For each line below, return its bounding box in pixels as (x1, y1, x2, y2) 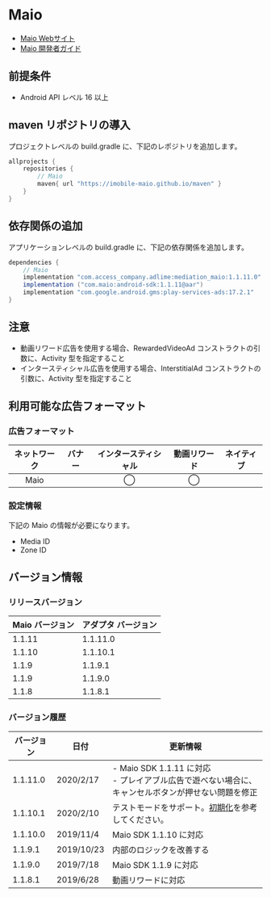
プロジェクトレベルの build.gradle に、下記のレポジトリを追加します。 (8, 141, 242, 151)
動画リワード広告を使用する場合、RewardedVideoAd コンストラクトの (19, 343, 254, 353)
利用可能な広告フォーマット (8, 400, 147, 413)
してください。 (112, 814, 169, 825)
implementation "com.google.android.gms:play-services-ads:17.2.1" (23, 288, 254, 296)
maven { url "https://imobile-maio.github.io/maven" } (37, 180, 222, 188)
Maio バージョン (12, 619, 75, 631)
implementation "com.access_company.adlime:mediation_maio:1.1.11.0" (23, 273, 262, 282)
